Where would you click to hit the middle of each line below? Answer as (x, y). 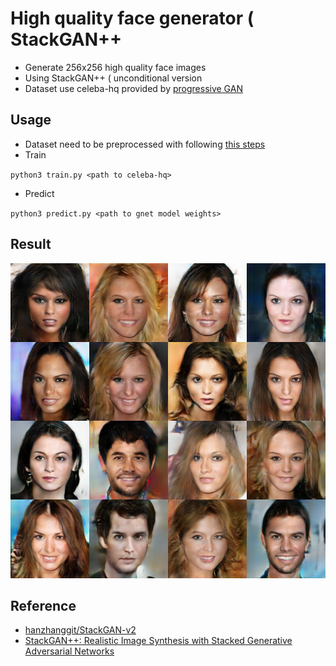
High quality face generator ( (132, 18)
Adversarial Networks (69, 651)
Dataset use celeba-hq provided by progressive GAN (133, 88)
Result (31, 244)
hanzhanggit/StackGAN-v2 (80, 630)
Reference (43, 605)
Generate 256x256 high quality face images (115, 67)
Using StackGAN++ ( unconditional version (113, 78)
